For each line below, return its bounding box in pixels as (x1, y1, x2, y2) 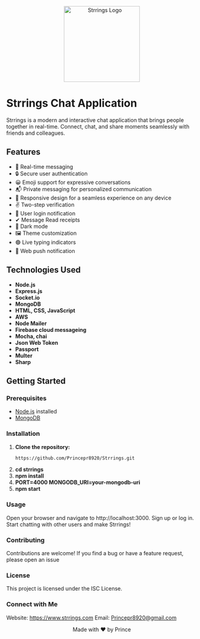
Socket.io (15, 294, 41, 301)
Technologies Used (6, 265, 81, 276)
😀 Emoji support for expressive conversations (15, 178, 131, 186)
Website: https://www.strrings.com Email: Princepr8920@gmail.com (6, 614, 177, 621)
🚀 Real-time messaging (15, 163, 73, 170)
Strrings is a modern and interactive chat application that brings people (6, 116, 184, 124)
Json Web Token (15, 339, 59, 346)
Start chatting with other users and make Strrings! (6, 521, 132, 528)
